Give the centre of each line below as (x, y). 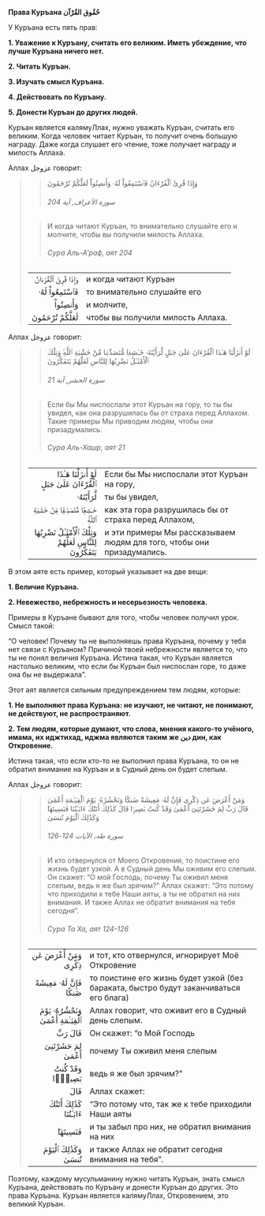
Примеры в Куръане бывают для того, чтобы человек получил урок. (124, 617)
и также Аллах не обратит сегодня (156, 1150)
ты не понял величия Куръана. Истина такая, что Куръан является (120, 658)
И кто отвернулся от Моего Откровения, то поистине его (143, 860)
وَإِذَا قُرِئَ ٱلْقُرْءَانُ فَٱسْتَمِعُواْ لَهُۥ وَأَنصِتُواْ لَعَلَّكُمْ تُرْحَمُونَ (123, 183)
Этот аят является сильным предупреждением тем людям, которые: (125, 689)
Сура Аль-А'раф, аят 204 (90, 252)
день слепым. (116, 1020)
